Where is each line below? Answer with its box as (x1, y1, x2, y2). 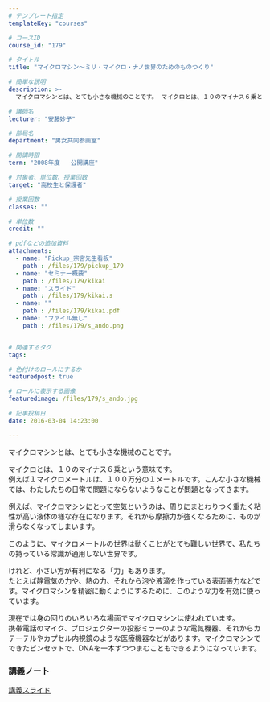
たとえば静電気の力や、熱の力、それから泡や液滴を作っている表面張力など (8, 576, 255, 585)
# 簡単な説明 (8, 78, 46, 86)
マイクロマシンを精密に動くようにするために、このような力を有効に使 (21, 585, 255, 596)
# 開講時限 (8, 151, 40, 159)
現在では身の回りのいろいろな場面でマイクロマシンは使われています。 (8, 613, 239, 622)
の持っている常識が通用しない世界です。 (8, 548, 141, 558)
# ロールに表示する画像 (8, 387, 76, 395)
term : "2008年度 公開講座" (8, 159, 99, 167)
